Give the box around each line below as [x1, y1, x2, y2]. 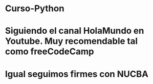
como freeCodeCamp [5, 46, 94, 57]
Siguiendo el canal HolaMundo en [5, 25, 144, 37]
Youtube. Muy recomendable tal [5, 36, 138, 47]
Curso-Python [5, 3, 65, 14]
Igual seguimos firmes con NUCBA [5, 68, 149, 80]
